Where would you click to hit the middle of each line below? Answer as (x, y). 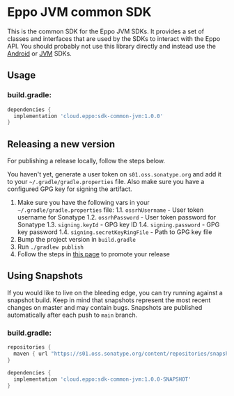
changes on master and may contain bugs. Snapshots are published (105, 307)
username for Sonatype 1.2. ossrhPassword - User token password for (117, 217)
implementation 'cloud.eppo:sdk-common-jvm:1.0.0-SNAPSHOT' (102, 379)
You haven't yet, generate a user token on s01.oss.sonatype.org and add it (114, 174)
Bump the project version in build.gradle (76, 240)
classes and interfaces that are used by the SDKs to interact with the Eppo (114, 38)
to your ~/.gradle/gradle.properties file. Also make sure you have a (106, 182)
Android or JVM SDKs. (39, 53)
